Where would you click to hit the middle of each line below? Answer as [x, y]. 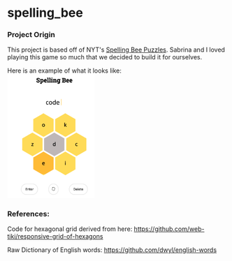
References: [29, 214]
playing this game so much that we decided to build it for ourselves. [105, 57]
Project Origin [31, 35]
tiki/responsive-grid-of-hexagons [55, 237]
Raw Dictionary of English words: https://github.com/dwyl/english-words [112, 250]
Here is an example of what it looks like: [65, 70]
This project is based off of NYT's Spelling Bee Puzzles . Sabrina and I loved [116, 50]
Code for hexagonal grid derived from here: [70, 229]
